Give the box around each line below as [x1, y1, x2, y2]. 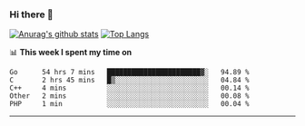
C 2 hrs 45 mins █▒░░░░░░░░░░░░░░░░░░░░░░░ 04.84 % [9, 76, 250, 85]
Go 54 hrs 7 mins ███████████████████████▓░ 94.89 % [9, 68, 250, 77]
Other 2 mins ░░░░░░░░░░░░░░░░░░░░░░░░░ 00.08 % [9, 92, 250, 101]
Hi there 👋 [9, 8, 54, 21]
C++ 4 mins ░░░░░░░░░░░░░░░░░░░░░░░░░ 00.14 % [9, 83, 250, 93]
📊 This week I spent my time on [9, 47, 133, 58]
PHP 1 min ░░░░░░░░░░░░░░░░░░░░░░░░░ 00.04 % [9, 100, 250, 109]
